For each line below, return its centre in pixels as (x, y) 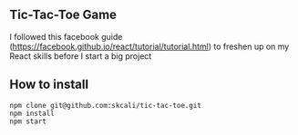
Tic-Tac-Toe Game (63, 15)
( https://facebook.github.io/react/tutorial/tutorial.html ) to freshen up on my (149, 46)
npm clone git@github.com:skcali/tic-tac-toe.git (106, 105)
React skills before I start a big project (81, 56)
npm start (28, 121)
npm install (32, 113)
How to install (49, 85)
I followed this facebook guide (66, 36)
